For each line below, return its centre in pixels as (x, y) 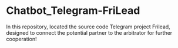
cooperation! (21, 39)
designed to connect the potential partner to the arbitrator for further (89, 32)
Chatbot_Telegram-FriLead (73, 11)
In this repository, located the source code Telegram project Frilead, (88, 27)
